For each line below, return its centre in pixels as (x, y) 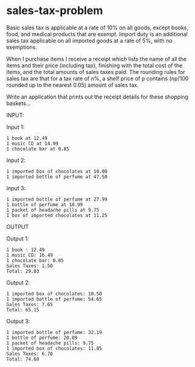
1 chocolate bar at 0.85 (38, 149)
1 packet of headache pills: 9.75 (50, 343)
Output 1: (18, 239)
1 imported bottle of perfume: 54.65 (54, 299)
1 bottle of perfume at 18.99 (45, 205)
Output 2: (18, 283)
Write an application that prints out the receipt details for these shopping (97, 97)
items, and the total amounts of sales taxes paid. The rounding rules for (96, 72)
